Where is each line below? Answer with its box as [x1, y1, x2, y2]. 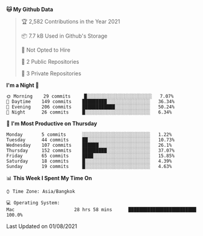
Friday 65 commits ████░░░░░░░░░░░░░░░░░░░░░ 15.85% [6, 153, 175, 159]
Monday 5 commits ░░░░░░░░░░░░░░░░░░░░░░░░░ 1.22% [6, 132, 172, 138]
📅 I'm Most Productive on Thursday [6, 120, 98, 127]
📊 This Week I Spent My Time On [6, 175, 92, 181]
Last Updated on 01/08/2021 [6, 223, 78, 230]
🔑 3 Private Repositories [21, 70, 82, 77]
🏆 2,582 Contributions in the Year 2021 [21, 18, 121, 25]
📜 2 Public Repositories [21, 58, 79, 65]
